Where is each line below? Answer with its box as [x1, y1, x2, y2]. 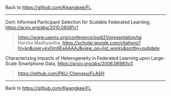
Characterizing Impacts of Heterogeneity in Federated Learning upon [5, 55, 150, 61]
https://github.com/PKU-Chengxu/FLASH [17, 70, 105, 76]
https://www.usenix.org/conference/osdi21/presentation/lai [17, 34, 142, 40]
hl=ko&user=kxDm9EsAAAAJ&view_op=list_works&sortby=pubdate [17, 45, 160, 51]
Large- [151, 55, 165, 61]
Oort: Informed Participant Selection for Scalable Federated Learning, [5, 19, 151, 25]
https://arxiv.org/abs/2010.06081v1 [5, 25, 78, 30]
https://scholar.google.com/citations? [62, 40, 141, 45]
